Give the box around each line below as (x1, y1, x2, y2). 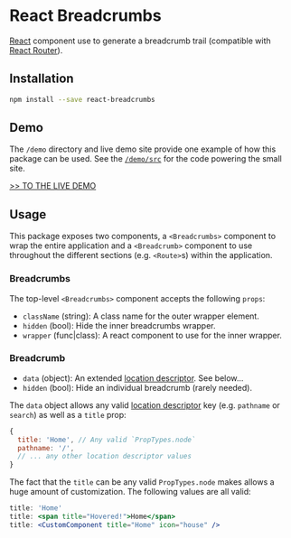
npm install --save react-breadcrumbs (9, 95, 155, 104)
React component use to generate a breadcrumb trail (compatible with (9, 35, 271, 46)
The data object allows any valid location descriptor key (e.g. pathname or (9, 399, 280, 411)
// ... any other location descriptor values (17, 452, 192, 461)
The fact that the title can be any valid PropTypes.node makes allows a (9, 477, 275, 487)
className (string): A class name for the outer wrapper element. (22, 311, 259, 321)
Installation (9, 71, 74, 87)
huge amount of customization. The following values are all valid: (9, 487, 251, 497)
